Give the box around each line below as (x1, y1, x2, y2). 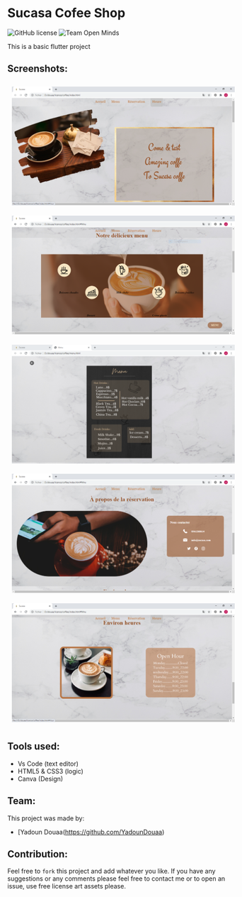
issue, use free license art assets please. (7, 882, 126, 891)
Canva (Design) (17, 774, 64, 783)
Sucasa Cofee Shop (7, 5, 126, 21)
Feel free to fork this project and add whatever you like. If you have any (7, 867, 216, 876)
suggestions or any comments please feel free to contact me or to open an (7, 874, 226, 883)
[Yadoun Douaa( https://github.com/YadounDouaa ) (17, 827, 165, 836)
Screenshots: (7, 62, 69, 75)
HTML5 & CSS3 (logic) (17, 766, 83, 775)
